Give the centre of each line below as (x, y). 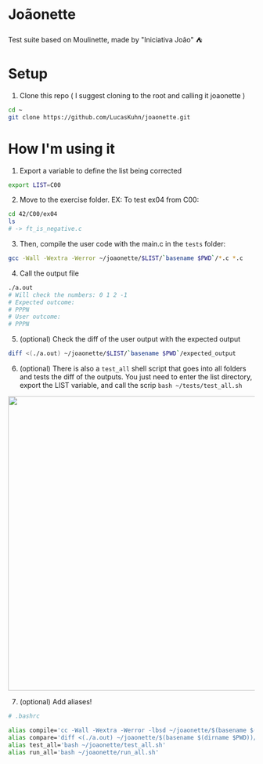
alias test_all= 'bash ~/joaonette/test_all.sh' (87, 745)
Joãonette (42, 15)
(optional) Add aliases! (56, 702)
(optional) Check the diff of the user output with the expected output (130, 339)
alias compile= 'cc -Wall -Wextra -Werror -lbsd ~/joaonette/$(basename (127, 730)
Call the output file (49, 273)
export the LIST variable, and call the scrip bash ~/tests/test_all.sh (131, 386)
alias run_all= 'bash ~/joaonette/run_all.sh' (83, 752)
